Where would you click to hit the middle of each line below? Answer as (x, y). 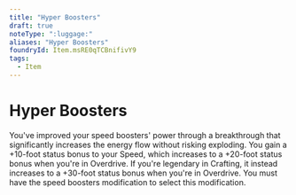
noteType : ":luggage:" (51, 34)
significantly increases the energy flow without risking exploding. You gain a (148, 144)
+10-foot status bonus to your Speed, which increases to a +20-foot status (146, 154)
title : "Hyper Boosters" (55, 17)
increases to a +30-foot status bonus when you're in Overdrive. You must (143, 173)
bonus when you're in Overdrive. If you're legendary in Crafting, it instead (144, 163)
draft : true (31, 26)
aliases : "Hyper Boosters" (59, 42)
